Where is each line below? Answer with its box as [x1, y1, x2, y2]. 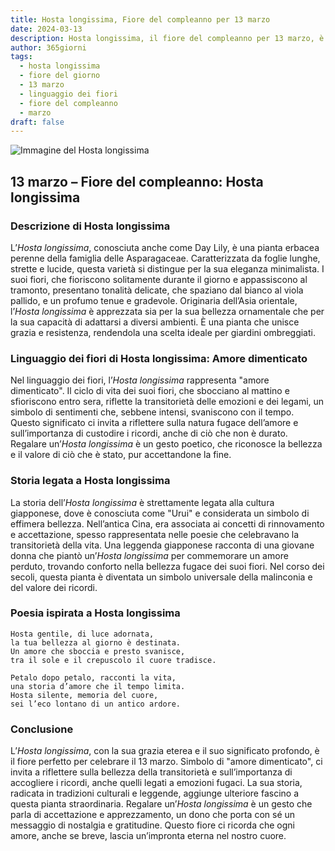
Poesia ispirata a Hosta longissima [10, 606, 181, 620]
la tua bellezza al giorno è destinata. [10, 637, 182, 648]
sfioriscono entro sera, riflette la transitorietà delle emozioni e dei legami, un [10, 396, 325, 408]
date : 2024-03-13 [10, 24, 83, 34]
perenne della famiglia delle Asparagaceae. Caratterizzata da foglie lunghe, [10, 252, 321, 264]
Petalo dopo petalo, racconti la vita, [10, 672, 177, 683]
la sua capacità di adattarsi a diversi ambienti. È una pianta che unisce [10, 316, 300, 328]
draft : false [10, 117, 65, 127]
